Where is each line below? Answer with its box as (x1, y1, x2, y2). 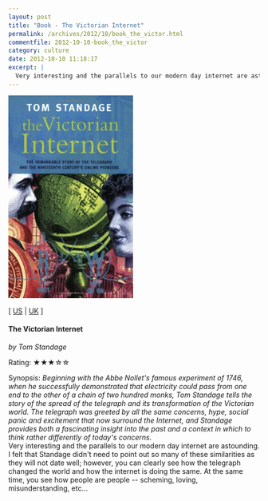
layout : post (8, 13, 52, 21)
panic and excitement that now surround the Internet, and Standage (8, 416, 233, 425)
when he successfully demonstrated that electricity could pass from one (8, 381, 247, 391)
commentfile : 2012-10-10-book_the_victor (8, 38, 148, 46)
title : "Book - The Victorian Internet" (8, 21, 145, 30)
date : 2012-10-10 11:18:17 (8, 55, 98, 63)
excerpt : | (8, 64, 45, 72)
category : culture (8, 46, 69, 55)
